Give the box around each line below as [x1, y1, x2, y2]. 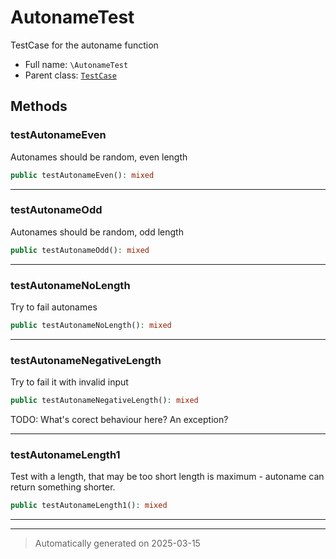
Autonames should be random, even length [10, 151, 188, 163]
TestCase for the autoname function [10, 39, 159, 51]
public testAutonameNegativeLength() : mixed [10, 396, 199, 406]
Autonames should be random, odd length [10, 226, 184, 238]
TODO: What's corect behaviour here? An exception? [10, 414, 229, 426]
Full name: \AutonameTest [24, 58, 129, 70]
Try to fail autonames [10, 301, 98, 313]
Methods [10, 98, 68, 115]
